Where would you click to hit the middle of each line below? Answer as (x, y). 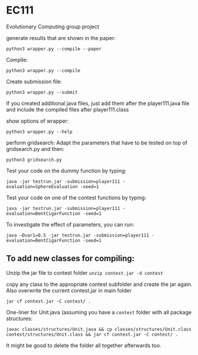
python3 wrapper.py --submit (42, 92)
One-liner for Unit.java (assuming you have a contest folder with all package (99, 312)
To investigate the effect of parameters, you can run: (70, 224)
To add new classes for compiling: (70, 259)
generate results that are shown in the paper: (61, 38)
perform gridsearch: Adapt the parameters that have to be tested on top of (97, 143)
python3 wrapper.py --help (39, 132)
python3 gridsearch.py (34, 160)
